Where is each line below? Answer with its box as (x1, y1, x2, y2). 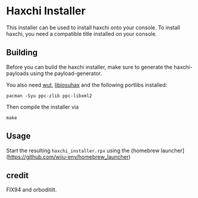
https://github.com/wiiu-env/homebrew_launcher (8, 153, 129, 160)
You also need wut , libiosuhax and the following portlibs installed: (6, 81, 167, 88)
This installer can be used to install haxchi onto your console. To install (6, 24, 181, 31)
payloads (6, 70, 29, 77)
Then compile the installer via (6, 103, 79, 110)
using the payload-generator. (29, 70, 102, 77)
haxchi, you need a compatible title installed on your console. (6, 30, 157, 37)
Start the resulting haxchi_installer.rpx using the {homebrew (6, 147, 160, 154)
